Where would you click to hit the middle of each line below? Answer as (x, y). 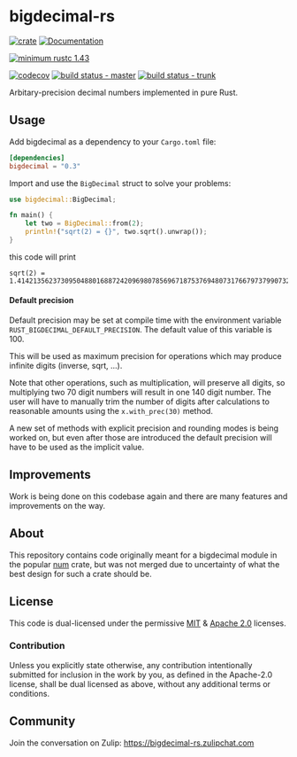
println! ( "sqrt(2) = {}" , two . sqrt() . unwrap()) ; (116, 232)
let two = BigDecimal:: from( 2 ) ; (84, 223)
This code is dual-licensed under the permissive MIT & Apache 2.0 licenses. (148, 623)
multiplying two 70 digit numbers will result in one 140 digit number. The (140, 393)
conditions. (30, 693)
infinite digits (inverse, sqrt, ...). (66, 366)
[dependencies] (37, 158)
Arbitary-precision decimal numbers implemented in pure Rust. (124, 92)
